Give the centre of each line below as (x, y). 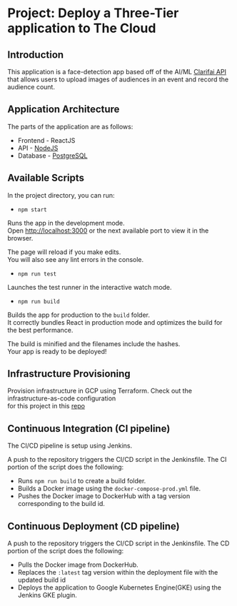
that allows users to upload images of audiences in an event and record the (118, 79)
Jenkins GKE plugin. (47, 595)
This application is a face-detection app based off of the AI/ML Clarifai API (117, 72)
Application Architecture (64, 110)
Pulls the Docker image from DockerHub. (78, 565)
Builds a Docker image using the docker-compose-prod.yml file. (109, 489)
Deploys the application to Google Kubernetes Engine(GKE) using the (119, 587)
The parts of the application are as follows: (70, 126)
